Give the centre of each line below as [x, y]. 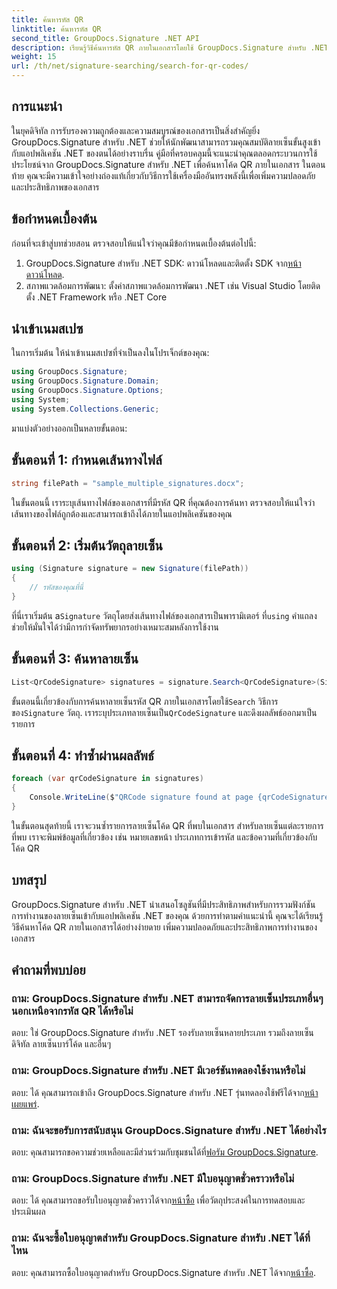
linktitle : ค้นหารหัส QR [56, 29]
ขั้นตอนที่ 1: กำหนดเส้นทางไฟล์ [87, 460]
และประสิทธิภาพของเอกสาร [55, 187]
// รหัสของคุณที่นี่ [56, 587]
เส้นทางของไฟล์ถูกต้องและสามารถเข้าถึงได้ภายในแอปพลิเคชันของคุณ [122, 513]
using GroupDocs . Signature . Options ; [87, 391]
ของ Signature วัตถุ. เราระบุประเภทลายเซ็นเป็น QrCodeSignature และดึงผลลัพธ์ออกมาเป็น [164, 712]
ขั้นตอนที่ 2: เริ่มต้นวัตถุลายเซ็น [87, 545]
